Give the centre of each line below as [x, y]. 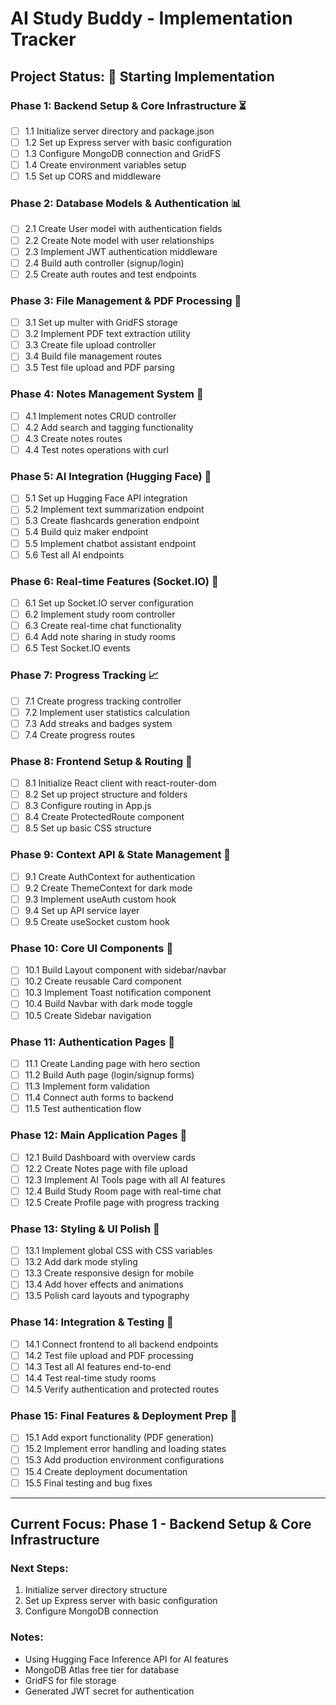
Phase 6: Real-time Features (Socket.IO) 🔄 [114, 581]
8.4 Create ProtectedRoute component [104, 817]
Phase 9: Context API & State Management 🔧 [121, 855]
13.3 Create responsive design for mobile [109, 1273]
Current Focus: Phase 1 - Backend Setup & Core [161, 1524]
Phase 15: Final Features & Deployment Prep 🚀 [124, 1415]
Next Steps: [39, 1568]
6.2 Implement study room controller [100, 614]
